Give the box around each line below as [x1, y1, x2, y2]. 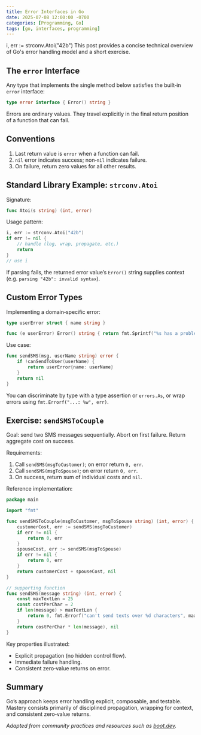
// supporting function [6, 585, 66, 591]
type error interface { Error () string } [6, 99, 111, 105]
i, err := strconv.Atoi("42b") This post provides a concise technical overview [6, 42, 193, 49]
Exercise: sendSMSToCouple [6, 415, 104, 425]
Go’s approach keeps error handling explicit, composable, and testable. [6, 698, 182, 705]
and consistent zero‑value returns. [6, 710, 91, 718]
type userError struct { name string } [6, 320, 106, 326]
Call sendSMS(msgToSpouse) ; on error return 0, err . [14, 467, 138, 474]
